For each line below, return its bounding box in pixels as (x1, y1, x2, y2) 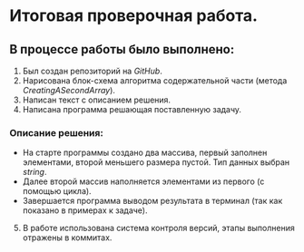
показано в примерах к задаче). (22, 205, 148, 216)
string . (22, 167, 47, 178)
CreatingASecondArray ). (22, 85, 116, 95)
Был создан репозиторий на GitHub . (22, 65, 163, 76)
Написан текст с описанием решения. (22, 94, 171, 105)
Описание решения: (9, 126, 104, 139)
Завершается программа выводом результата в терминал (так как (22, 196, 283, 207)
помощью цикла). (22, 186, 93, 197)
